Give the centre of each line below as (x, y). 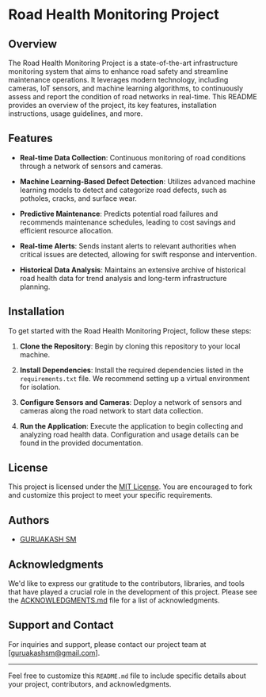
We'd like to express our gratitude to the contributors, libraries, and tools (127, 583)
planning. (35, 287)
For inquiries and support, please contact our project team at (107, 644)
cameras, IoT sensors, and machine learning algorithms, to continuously (126, 88)
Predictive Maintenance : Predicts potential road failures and (119, 214)
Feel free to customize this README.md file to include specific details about (127, 676)
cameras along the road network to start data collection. (111, 410)
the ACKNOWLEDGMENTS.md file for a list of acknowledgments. (114, 600)
